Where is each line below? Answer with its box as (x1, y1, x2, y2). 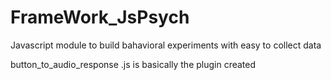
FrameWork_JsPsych (10, 6, 190, 29)
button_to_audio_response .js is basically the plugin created (10, 58, 257, 70)
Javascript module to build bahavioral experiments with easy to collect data (10, 39, 322, 51)
